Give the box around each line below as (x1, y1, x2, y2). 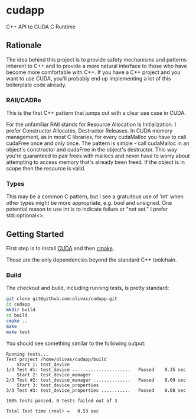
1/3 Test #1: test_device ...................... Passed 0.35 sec (6, 366, 186, 373)
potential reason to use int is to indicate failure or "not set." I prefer (6, 205, 168, 213)
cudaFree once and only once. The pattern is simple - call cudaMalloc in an (6, 140, 190, 147)
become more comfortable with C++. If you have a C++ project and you (6, 69, 181, 76)
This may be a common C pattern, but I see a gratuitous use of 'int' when (6, 193, 184, 200)
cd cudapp (6, 301, 31, 308)
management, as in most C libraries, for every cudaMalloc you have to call (6, 134, 187, 141)
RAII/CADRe (6, 96, 41, 104)
